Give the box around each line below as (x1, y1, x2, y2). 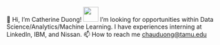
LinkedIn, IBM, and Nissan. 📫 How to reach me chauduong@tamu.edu (6, 31, 208, 38)
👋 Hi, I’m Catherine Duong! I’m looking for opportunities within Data (6, 16, 214, 23)
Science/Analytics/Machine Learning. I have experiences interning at (6, 22, 202, 31)
